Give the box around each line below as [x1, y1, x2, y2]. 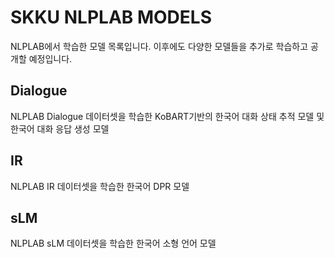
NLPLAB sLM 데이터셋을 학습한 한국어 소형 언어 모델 [10, 237, 217, 250]
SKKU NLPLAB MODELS [10, 6, 212, 29]
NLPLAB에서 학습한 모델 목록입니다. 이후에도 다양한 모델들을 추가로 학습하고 [10, 40, 309, 52]
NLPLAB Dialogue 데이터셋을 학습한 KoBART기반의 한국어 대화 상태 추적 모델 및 [10, 110, 325, 122]
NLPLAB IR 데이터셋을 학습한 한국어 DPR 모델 [10, 180, 190, 192]
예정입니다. [28, 52, 73, 65]
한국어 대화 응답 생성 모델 [10, 122, 110, 135]
